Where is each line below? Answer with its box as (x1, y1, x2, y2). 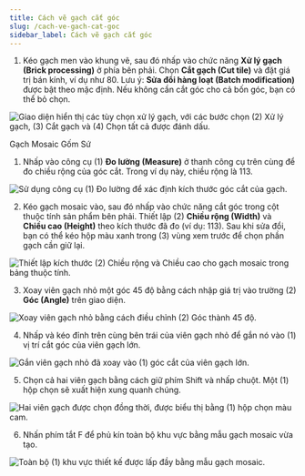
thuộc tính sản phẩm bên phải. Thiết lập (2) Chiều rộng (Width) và (22, 211, 272, 222)
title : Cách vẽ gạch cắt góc (9, 13, 120, 23)
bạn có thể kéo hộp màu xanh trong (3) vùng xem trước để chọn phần (22, 230, 285, 241)
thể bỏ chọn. (22, 94, 71, 105)
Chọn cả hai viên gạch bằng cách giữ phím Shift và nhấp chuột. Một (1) (22, 375, 290, 386)
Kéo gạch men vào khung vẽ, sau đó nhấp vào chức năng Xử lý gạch (22, 56, 282, 66)
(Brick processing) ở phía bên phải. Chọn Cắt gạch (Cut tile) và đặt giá (22, 65, 291, 76)
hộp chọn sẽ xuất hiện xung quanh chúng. (22, 384, 182, 396)
